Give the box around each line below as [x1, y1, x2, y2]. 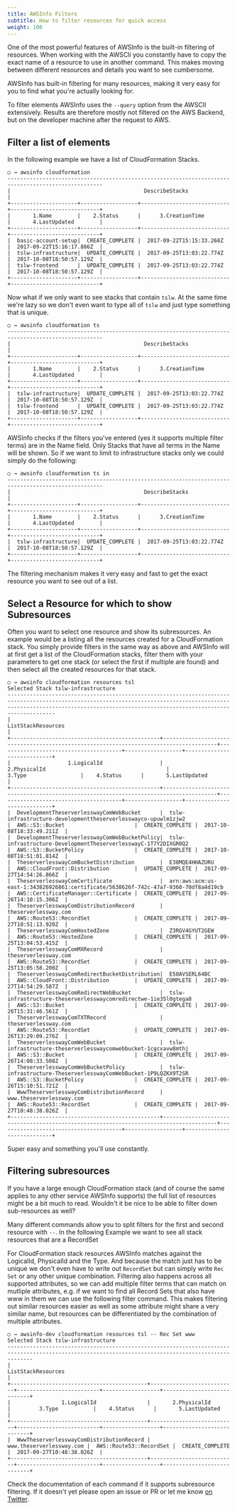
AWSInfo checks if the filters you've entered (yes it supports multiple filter [7, 434, 224, 442]
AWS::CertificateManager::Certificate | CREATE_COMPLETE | [16, 890, 199, 897]
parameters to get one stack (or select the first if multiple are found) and [7, 658, 219, 666]
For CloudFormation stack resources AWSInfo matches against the [7, 1249, 202, 1257]
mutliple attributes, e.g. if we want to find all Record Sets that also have [7, 1286, 215, 1295]
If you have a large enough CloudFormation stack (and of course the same [7, 1184, 225, 1192]
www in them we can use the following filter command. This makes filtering [7, 1294, 228, 1303]
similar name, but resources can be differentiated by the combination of [7, 1309, 217, 1318]
